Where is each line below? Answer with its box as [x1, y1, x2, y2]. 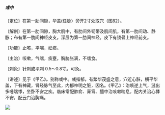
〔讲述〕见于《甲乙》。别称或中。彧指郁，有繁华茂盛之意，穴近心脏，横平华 [5, 76, 158, 82]
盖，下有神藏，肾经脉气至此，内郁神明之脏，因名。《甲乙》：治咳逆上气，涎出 [5, 82, 160, 88]
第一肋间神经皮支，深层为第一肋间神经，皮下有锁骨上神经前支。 [22, 34, 151, 40]
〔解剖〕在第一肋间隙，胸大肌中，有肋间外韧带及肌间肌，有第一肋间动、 [5, 28, 151, 34]
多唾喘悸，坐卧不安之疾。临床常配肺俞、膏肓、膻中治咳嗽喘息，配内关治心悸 [5, 88, 160, 94]
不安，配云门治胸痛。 [5, 94, 48, 100]
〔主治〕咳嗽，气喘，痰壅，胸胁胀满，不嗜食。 [5, 55, 100, 61]
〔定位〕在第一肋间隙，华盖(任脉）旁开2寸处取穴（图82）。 [5, 18, 124, 24]
